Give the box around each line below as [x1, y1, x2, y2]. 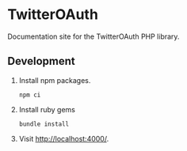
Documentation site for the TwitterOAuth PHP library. [7, 32, 180, 41]
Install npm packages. [18, 75, 91, 85]
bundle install [18, 120, 70, 128]
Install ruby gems [18, 104, 76, 114]
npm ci [18, 91, 41, 99]
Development [7, 55, 76, 68]
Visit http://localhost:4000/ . [18, 134, 109, 143]
